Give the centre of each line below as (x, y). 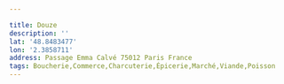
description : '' (39, 33)
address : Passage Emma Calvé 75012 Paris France (101, 58)
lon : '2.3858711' (41, 50)
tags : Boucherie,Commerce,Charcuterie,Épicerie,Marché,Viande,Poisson (142, 66)
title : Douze (33, 25)
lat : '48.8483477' (43, 42)
